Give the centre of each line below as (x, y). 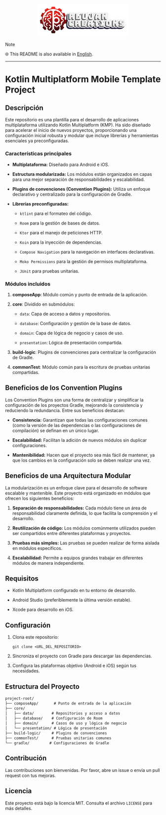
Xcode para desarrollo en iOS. (43, 610)
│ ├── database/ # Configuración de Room (54, 718)
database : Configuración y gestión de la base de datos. (76, 324)
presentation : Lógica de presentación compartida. (71, 343)
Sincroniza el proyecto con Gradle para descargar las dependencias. (82, 656)
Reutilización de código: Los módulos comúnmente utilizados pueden (84, 528)
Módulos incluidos (28, 284)
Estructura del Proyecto (42, 686)
